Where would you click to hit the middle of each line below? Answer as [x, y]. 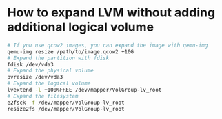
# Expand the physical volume [51, 71]
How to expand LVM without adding [111, 13]
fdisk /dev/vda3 [30, 64]
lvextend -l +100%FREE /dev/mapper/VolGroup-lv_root [84, 90]
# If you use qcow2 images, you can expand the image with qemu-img [108, 45]
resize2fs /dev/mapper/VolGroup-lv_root [66, 109]
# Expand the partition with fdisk [58, 58]
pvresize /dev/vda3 [35, 77]
